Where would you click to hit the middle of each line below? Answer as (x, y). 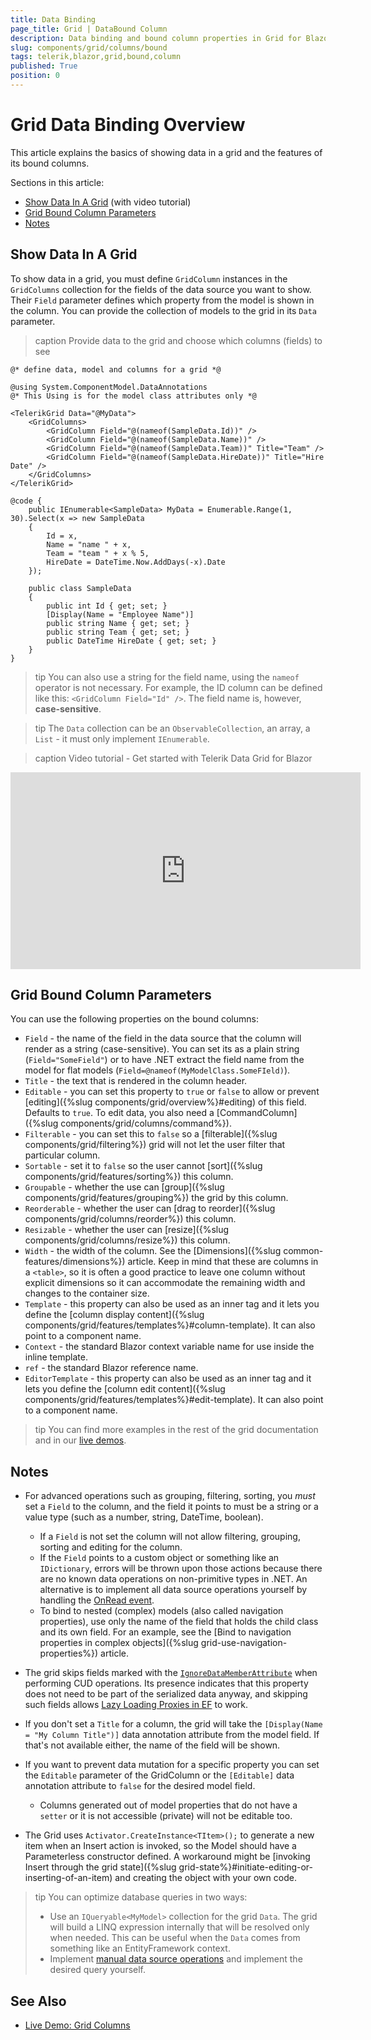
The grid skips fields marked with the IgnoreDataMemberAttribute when (171, 1673)
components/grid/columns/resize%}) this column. (127, 1240)
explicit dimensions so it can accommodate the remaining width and (165, 1283)
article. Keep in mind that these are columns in (223, 1262)
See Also (38, 2001)
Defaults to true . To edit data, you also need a (119, 1113)
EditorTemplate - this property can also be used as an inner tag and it (168, 1378)
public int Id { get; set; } (107, 606)
